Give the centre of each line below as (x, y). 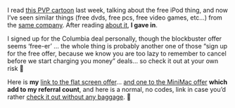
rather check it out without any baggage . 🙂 (69, 97)
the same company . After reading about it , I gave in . (83, 25)
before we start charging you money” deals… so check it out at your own (113, 61)
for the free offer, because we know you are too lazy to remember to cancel (117, 53)
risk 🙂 (15, 68)
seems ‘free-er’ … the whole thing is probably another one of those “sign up (118, 46)
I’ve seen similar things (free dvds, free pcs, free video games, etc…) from (115, 18)
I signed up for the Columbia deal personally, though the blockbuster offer (115, 39)
